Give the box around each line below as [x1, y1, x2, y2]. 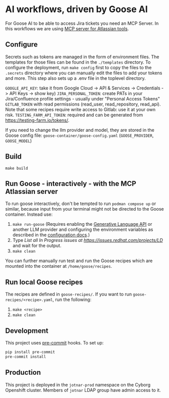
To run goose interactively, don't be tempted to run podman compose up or [5, 201, 156, 207]
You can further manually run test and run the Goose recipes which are [5, 258, 153, 264]
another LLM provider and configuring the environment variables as [12, 226, 153, 233]
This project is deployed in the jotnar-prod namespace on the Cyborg [5, 381, 151, 387]
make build [5, 166, 28, 171]
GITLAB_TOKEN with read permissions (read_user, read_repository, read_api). [5, 101, 161, 107]
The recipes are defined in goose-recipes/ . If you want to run [5, 291, 132, 297]
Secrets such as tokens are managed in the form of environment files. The [5, 54, 159, 60]
